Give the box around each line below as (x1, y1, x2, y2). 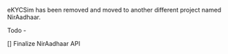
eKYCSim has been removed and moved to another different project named (7, 6, 222, 14)
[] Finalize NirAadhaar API (7, 40, 81, 47)
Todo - (7, 27, 26, 34)
